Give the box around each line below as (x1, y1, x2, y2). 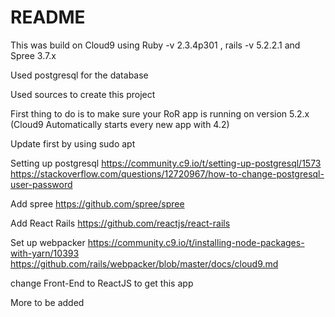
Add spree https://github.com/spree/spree (10, 197, 185, 210)
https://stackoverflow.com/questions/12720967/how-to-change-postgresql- (10, 167, 325, 180)
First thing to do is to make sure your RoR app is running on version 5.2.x (10, 107, 310, 120)
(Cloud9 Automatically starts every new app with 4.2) (10, 118, 230, 130)
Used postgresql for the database (10, 69, 149, 81)
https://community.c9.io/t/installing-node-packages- (87, 236, 305, 248)
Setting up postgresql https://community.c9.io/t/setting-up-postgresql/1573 (10, 157, 322, 169)
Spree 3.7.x (10, 49, 57, 61)
